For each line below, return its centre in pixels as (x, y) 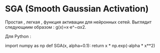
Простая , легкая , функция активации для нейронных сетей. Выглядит (78, 22)
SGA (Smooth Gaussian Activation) (77, 9)
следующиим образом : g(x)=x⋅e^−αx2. (46, 27)
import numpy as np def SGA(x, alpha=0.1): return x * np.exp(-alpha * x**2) (80, 45)
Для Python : (18, 36)
